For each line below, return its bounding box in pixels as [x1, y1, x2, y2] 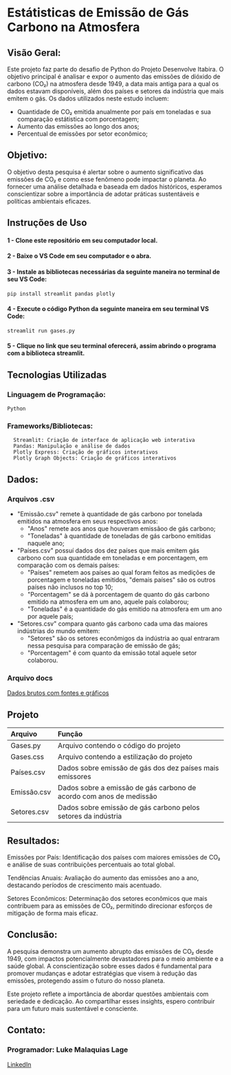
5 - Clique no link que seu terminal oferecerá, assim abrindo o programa [7, 342, 217, 350]
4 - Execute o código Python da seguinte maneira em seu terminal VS [7, 305, 210, 313]
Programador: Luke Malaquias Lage [7, 1045, 129, 1054]
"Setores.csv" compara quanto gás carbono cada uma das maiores [16, 619, 208, 628]
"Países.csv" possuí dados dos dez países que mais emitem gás [16, 546, 199, 555]
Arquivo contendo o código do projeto [57, 741, 181, 751]
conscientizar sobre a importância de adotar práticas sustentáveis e [7, 189, 200, 198]
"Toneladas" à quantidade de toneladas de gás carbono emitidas [27, 532, 212, 540]
